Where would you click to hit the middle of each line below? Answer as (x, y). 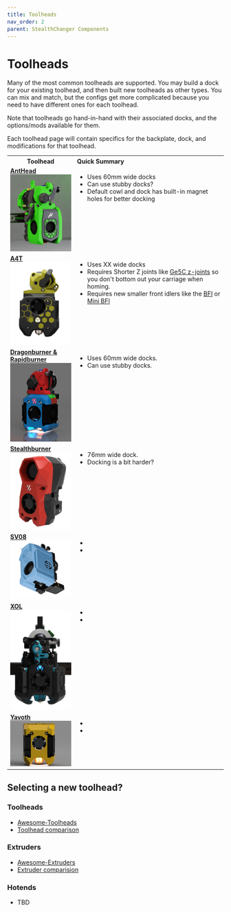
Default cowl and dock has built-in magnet (147, 192)
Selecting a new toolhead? (65, 788)
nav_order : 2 (26, 22)
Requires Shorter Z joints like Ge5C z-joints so (153, 272)
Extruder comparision (48, 869)
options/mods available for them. (54, 125)
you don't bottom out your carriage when (145, 279)
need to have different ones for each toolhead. (73, 105)
